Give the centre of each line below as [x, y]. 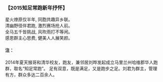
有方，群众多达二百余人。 [31, 75]
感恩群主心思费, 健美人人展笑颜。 [39, 38]
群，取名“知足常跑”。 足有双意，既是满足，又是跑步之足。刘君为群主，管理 [81, 68]
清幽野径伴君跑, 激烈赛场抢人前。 [39, 26]
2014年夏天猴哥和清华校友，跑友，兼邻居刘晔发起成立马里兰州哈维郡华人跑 [81, 62]
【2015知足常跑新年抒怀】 [37, 7]
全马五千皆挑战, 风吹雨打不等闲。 [39, 32]
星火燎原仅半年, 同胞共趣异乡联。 [39, 20]
